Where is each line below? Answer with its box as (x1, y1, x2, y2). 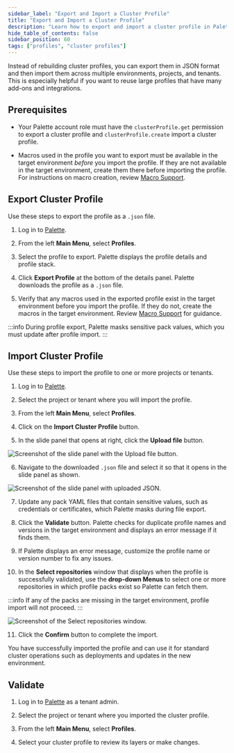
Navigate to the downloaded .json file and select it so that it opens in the (17, 463, 227, 471)
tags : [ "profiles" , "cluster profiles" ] (8, 43, 127, 50)
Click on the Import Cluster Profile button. (17, 423, 140, 431)
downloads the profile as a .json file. (17, 280, 124, 289)
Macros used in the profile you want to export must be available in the (17, 151, 218, 159)
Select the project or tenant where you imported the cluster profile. (17, 711, 210, 720)
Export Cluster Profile (8, 193, 103, 206)
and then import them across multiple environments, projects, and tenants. (8, 69, 222, 77)
